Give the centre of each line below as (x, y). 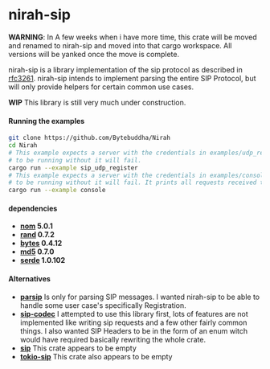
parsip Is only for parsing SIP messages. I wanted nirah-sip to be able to (140, 297)
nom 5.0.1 (37, 226)
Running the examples (47, 121)
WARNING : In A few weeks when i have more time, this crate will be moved (133, 37)
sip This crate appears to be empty (78, 348)
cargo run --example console (57, 191)
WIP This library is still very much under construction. (97, 102)
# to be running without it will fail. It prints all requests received (133, 182)
